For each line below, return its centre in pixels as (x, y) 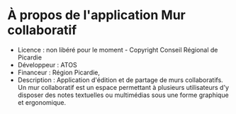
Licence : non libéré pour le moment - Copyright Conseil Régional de (118, 50)
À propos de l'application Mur (96, 15)
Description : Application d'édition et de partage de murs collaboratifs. (120, 80)
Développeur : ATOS (47, 64)
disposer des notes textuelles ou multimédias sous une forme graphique (123, 95)
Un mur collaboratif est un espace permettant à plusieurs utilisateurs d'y (123, 87)
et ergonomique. (42, 102)
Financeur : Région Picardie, (59, 72)
